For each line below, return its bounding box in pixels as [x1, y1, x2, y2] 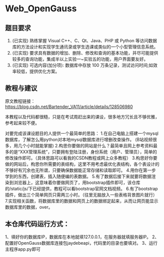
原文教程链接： [5, 98, 35, 104]
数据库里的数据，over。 [5, 204, 53, 210]
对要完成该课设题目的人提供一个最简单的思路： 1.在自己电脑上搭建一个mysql [5, 130, 159, 136]
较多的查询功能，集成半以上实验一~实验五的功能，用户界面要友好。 [12, 56, 148, 62]
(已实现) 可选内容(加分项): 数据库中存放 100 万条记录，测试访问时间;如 [12, 62, 153, 68]
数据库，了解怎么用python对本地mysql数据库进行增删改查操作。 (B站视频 [5, 136, 153, 143]
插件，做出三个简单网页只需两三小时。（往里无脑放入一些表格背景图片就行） [5, 192, 158, 198]
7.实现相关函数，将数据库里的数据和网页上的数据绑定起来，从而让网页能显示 [5, 198, 159, 204]
